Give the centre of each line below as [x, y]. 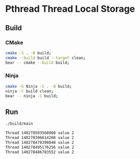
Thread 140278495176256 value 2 [40, 147]
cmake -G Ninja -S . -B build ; [39, 86]
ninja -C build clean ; [29, 91]
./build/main [19, 124]
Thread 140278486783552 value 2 [40, 152]
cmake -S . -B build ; [28, 53]
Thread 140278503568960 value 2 [40, 133]
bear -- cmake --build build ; [38, 63]
